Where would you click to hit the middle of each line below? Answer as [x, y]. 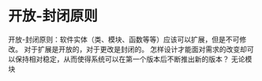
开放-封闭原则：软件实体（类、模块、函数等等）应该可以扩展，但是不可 [124, 39]
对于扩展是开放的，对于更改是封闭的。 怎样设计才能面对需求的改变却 [135, 49]
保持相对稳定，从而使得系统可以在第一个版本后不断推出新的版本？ [122, 59]
